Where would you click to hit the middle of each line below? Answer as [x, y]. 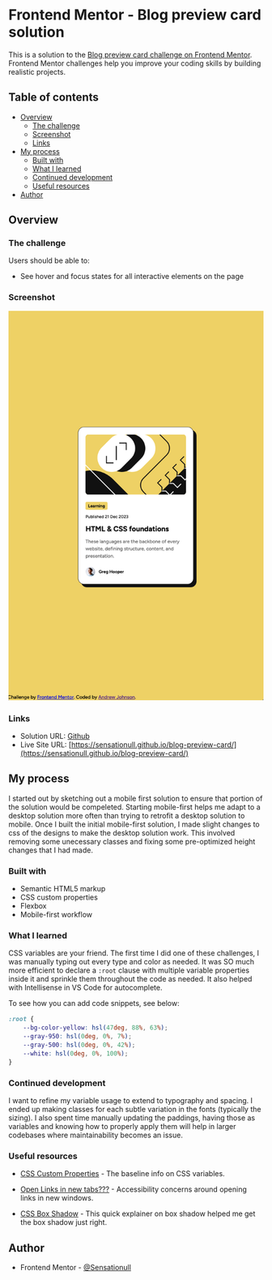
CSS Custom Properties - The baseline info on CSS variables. [122, 1174]
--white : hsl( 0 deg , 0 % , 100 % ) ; [76, 1053]
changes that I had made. [51, 850]
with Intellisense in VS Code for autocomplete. [86, 988]
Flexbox [33, 906]
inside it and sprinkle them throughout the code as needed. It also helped [130, 979]
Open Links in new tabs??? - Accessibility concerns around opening [133, 1189]
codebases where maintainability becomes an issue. [96, 1135]
